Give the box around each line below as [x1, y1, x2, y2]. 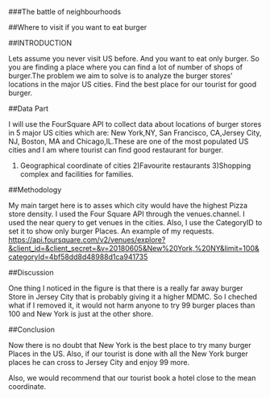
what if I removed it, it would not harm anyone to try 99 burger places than [8, 300, 255, 310]
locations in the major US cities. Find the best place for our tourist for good [8, 80, 256, 89]
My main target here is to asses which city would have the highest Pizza [8, 201, 248, 210]
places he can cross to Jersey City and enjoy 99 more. [8, 358, 190, 367]
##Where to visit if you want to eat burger [8, 23, 147, 31]
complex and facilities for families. [19, 170, 135, 178]
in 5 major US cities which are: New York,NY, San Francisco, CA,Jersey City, [8, 128, 262, 137]
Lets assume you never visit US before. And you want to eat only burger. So [8, 54, 260, 63]
